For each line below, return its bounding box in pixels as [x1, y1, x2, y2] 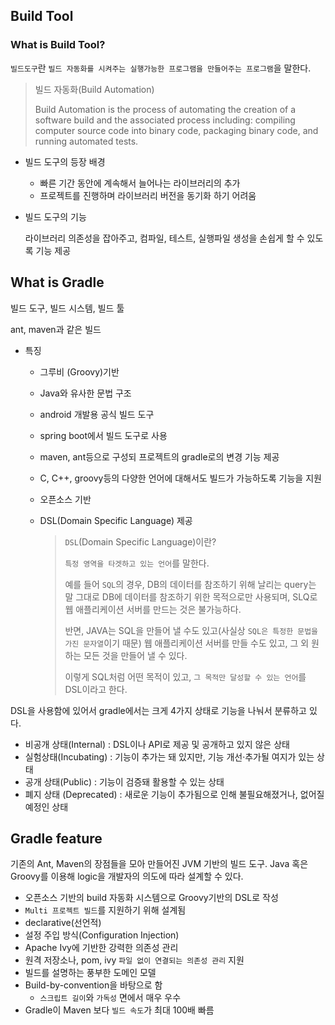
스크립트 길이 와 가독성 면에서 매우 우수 [39, 992, 182, 1004]
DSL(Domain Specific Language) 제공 [39, 514, 193, 526]
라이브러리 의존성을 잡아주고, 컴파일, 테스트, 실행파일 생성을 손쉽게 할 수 [24, 232, 305, 244]
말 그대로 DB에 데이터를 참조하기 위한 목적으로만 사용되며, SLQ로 [64, 590, 318, 603]
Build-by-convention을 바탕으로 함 [24, 979, 163, 991]
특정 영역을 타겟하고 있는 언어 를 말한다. [64, 557, 210, 569]
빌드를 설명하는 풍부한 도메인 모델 [24, 967, 157, 979]
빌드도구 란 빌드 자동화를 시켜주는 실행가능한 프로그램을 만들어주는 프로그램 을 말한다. [10, 62, 312, 74]
